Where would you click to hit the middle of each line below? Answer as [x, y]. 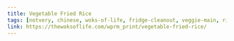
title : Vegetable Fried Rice [49, 14]
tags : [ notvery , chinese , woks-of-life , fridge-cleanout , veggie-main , [113, 20]
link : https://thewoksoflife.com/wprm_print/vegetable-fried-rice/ [107, 26]
